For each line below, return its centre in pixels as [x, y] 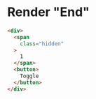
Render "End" [48, 12]
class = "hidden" [42, 44]
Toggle [29, 76]
